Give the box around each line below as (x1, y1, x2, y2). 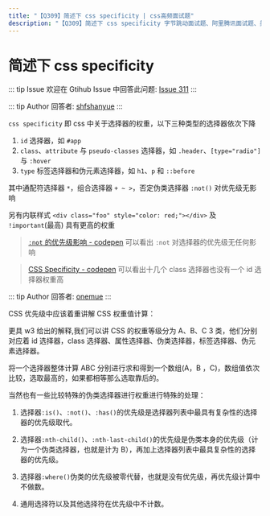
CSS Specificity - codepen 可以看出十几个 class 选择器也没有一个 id (27, 265, 253, 275)
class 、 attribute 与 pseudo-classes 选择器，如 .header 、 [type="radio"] (19, 146, 261, 155)
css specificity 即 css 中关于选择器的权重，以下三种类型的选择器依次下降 (8, 118, 256, 129)
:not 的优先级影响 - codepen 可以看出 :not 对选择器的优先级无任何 (27, 237, 250, 247)
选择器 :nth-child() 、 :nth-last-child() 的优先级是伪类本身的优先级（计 (19, 435, 259, 444)
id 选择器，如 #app (19, 136, 82, 146)
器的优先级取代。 (19, 418, 77, 427)
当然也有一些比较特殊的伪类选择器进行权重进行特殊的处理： (8, 390, 206, 400)
